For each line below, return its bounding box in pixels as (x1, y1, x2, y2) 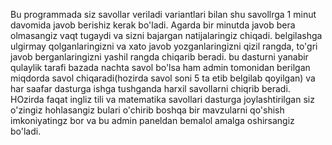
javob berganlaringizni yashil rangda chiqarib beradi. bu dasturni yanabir (10, 51, 309, 63)
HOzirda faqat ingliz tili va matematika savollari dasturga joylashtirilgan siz (10, 94, 315, 105)
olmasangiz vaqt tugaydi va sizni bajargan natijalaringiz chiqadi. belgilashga (10, 30, 323, 41)
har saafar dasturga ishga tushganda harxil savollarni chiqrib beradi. (10, 83, 291, 94)
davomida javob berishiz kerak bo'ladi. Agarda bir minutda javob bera (10, 19, 296, 31)
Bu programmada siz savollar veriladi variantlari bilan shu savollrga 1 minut (10, 9, 317, 20)
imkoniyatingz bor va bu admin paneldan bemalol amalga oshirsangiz (10, 115, 295, 126)
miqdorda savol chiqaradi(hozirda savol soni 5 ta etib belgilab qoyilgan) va (10, 72, 316, 84)
